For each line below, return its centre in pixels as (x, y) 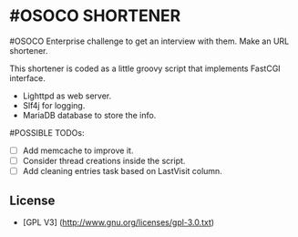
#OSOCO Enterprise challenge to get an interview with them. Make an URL (149, 41)
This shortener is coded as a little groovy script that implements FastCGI (145, 68)
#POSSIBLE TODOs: (47, 132)
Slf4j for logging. (54, 105)
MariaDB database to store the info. (89, 115)
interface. (27, 77)
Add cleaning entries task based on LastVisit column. (123, 171)
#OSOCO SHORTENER (95, 16)
